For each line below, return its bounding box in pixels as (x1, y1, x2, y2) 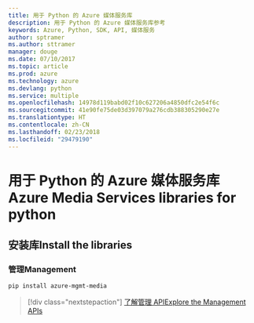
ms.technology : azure (8, 77, 79, 85)
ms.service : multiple (8, 92, 79, 100)
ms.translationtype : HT (8, 114, 87, 122)
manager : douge (8, 48, 58, 56)
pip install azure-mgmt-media (8, 282, 108, 290)
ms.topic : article (8, 63, 68, 71)
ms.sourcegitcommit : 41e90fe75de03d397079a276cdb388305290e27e (8, 107, 220, 114)
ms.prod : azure (8, 70, 58, 78)
